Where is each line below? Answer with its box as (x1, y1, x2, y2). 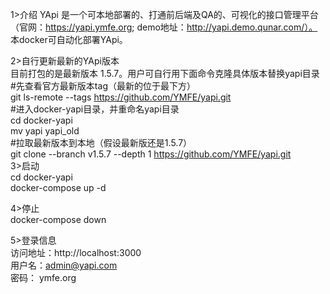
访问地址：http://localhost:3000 (10, 247, 142, 258)
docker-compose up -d (10, 182, 107, 193)
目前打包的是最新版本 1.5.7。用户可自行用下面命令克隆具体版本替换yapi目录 (10, 68, 320, 79)
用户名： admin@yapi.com (10, 259, 118, 271)
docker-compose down (10, 214, 107, 225)
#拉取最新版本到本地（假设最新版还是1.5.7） (10, 137, 193, 148)
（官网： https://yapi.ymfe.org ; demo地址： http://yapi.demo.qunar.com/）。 (10, 21, 318, 33)
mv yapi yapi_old (10, 125, 80, 137)
